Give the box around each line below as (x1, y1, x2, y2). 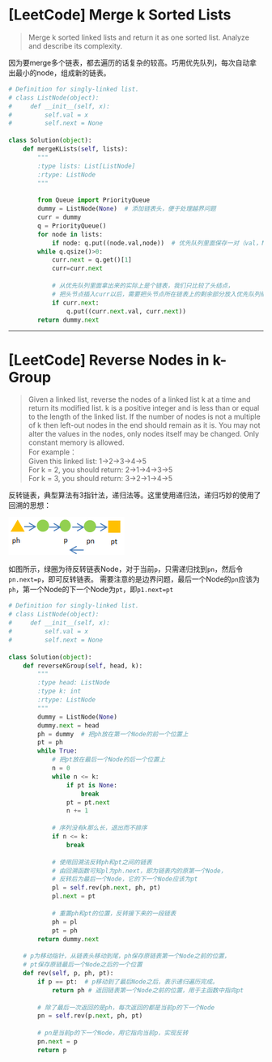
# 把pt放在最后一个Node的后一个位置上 (51, 756, 166, 764)
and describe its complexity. (28, 41, 123, 50)
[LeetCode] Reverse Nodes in (8, 351, 210, 369)
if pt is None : (66, 781, 117, 789)
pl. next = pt (51, 893, 96, 901)
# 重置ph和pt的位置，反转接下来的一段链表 (51, 909, 176, 917)
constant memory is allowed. (28, 437, 125, 447)
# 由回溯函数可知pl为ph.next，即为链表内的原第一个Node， (51, 867, 227, 875)
